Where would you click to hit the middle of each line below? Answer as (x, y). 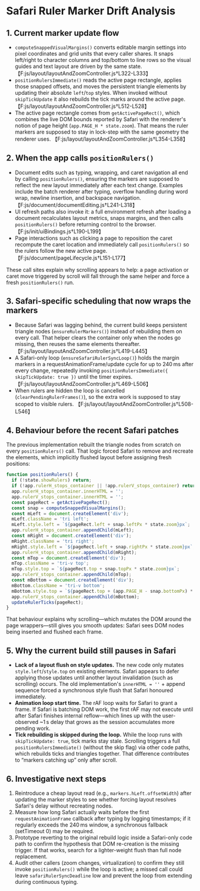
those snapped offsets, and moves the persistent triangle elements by (100, 86)
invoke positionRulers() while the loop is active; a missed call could (99, 869)
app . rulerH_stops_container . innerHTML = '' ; (68, 491)
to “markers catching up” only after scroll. (66, 760)
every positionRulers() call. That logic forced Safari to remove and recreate (100, 451)
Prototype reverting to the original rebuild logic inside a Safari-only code (103, 837)
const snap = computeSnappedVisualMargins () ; (69, 508)
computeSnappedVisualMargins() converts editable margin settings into (100, 47)
